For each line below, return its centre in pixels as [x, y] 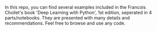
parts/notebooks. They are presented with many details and [67, 18]
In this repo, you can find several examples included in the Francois [75, 7]
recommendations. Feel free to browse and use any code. [65, 23]
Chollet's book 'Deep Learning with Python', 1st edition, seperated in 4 [78, 12]
